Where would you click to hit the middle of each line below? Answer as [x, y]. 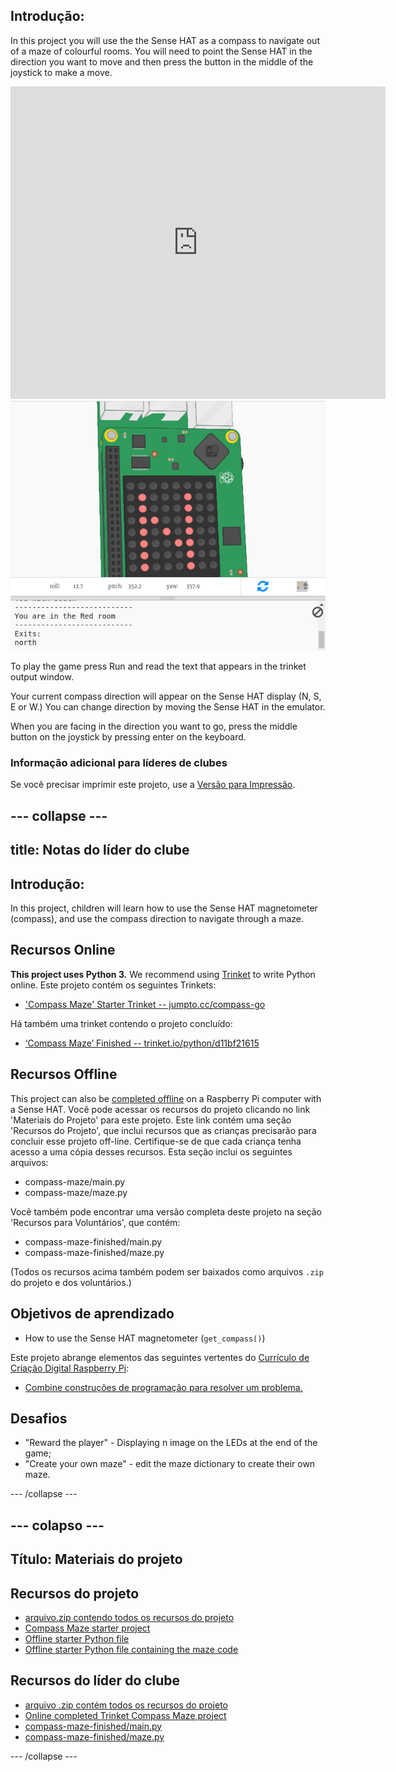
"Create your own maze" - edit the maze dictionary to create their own [170, 1464]
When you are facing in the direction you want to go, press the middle [154, 726]
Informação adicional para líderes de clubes [119, 763]
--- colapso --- [57, 1525]
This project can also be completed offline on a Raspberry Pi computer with [166, 1098]
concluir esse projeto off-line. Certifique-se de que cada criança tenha [156, 1141]
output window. [42, 677]
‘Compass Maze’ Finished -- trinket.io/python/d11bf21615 [142, 1043]
